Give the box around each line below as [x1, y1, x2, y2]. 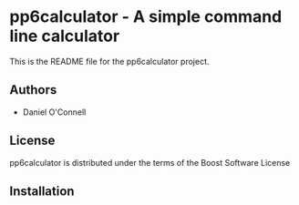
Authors [9, 82, 57, 97]
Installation [9, 183, 75, 199]
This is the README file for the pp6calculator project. [9, 56, 210, 67]
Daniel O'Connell [22, 107, 87, 118]
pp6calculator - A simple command [9, 6, 283, 27]
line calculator [9, 26, 120, 46]
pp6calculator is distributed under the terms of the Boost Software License [9, 157, 291, 168]
